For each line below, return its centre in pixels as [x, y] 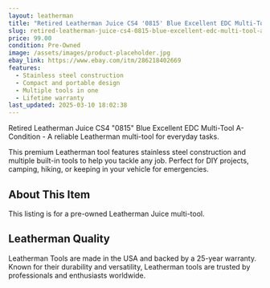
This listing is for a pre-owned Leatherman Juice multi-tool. [106, 213]
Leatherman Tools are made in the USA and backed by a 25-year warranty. [133, 258]
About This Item [49, 195]
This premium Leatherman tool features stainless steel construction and [127, 152]
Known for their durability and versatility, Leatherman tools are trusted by [129, 266]
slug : [17, 30]
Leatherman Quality [59, 239]
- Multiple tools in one [57, 90]
